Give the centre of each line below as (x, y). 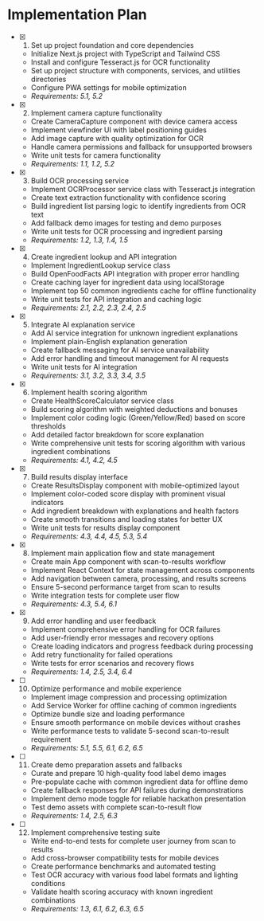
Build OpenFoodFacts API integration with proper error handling (135, 273)
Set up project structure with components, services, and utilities (136, 70)
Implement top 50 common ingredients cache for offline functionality (144, 290)
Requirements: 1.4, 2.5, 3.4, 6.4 (82, 672)
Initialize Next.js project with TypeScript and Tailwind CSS (125, 53)
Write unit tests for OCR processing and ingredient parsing (127, 231)
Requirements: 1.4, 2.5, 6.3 (74, 815)
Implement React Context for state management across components (143, 570)
